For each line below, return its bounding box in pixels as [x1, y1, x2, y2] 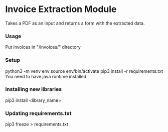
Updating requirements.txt [5, 109, 72, 116]
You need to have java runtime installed [5, 73, 87, 79]
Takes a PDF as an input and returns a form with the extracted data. [5, 20, 145, 26]
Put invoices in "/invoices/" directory [5, 44, 81, 50]
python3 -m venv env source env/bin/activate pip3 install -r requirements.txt [5, 68, 163, 74]
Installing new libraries [5, 86, 62, 93]
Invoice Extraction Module [5, 4, 117, 15]
